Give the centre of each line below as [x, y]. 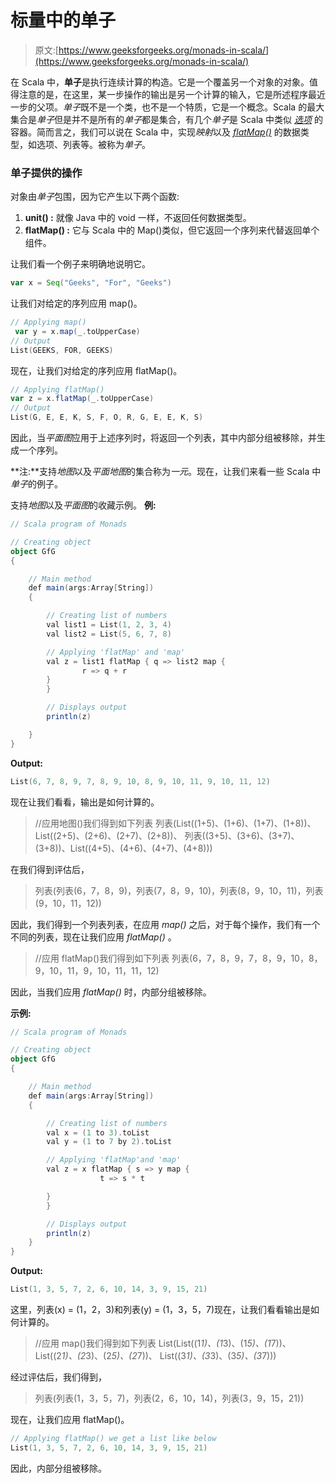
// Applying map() [48, 322]
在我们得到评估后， [50, 869]
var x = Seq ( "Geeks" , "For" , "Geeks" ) [91, 283]
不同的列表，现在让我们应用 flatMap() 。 [93, 937]
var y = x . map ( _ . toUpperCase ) [77, 331]
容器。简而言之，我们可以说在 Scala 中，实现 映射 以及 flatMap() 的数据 [155, 132]
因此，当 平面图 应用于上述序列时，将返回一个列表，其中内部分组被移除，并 [163, 438]
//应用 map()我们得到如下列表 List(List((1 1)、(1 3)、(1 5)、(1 [153, 1343]
